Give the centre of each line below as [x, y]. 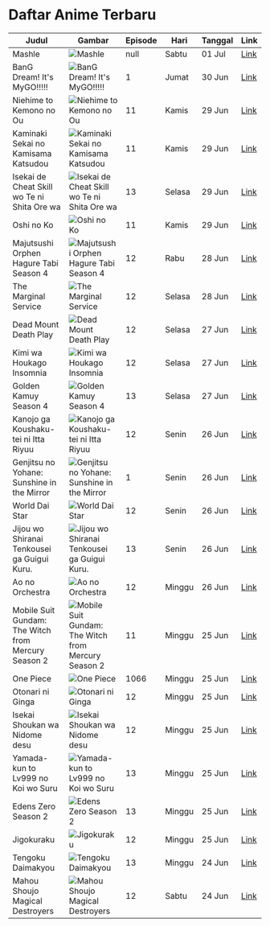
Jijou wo [28, 529]
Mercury [29, 650]
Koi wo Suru [35, 788]
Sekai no [29, 143]
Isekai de [29, 176]
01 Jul [214, 54]
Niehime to [33, 100]
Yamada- [30, 758]
